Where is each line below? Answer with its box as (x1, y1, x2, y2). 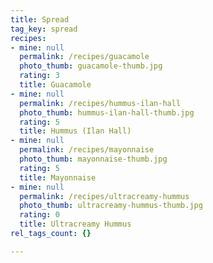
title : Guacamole (19, 80, 92, 90)
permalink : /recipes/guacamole (19, 52, 150, 62)
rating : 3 (19, 71, 60, 81)
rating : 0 (19, 210, 60, 220)
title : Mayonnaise (19, 172, 97, 183)
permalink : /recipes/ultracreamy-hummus (19, 191, 190, 201)
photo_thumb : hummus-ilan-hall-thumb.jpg (19, 107, 195, 118)
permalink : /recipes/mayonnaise (19, 145, 155, 155)
